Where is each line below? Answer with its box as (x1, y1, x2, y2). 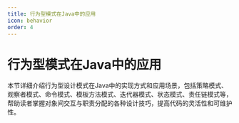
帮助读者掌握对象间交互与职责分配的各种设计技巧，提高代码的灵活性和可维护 (7, 99, 233, 107)
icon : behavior (7, 17, 53, 24)
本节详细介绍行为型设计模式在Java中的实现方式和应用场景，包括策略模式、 (7, 81, 228, 90)
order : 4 (7, 23, 34, 31)
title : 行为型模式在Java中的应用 (7, 10, 96, 18)
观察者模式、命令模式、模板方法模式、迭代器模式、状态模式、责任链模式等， (7, 90, 233, 99)
